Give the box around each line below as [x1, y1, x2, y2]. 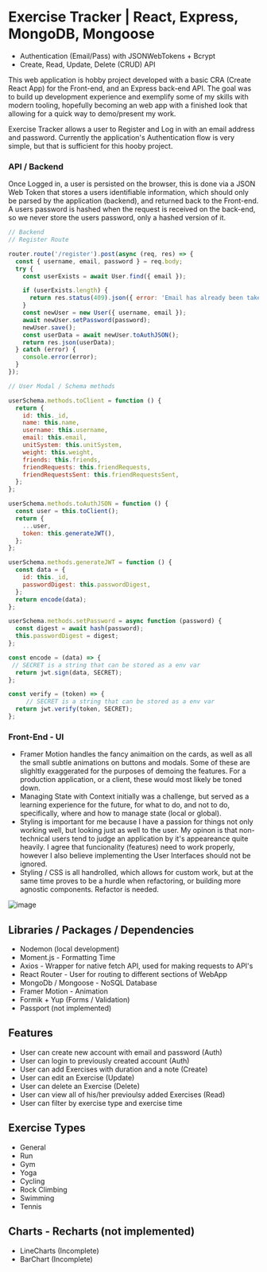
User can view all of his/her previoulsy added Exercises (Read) [19, 1090, 226, 1099]
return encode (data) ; [15, 595, 87, 604]
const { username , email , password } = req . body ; [15, 257, 183, 266]
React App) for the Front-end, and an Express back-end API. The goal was [8, 84, 252, 93]
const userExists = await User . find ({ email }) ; [22, 272, 187, 280]
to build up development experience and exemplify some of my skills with [8, 91, 249, 101]
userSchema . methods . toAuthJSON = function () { [8, 500, 169, 508]
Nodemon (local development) [19, 944, 120, 954]
